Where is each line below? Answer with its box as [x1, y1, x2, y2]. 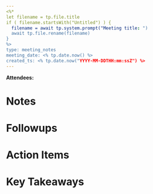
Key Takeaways [6, 175, 84, 189]
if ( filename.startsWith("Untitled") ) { [6, 19, 111, 25]
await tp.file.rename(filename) [11, 31, 91, 36]
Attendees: [6, 74, 34, 81]
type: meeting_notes [6, 47, 57, 53]
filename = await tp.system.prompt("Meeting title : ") [11, 25, 148, 31]
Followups [6, 121, 57, 135]
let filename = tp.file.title [6, 14, 80, 20]
